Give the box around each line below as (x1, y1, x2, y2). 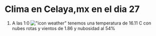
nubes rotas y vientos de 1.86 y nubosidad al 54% (12, 25, 116, 31)
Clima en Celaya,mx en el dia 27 (5, 3, 140, 15)
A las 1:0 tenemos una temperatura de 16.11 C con (12, 20, 151, 26)
